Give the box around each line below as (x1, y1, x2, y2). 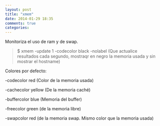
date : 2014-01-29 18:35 (5, 16, 54, 21)
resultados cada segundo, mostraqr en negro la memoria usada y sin (17, 53, 156, 59)
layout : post (5, 7, 32, 12)
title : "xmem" (5, 12, 34, 17)
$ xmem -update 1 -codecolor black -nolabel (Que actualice (17, 48, 138, 54)
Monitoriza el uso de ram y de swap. (5, 39, 79, 44)
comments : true (5, 21, 36, 26)
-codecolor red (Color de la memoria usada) (5, 78, 94, 84)
